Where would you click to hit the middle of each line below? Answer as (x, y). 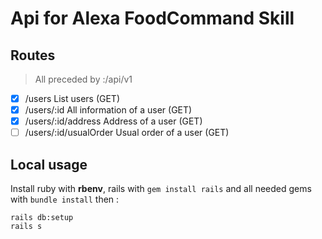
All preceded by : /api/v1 (83, 79)
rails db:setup (42, 218)
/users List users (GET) (72, 98)
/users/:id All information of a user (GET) (108, 110)
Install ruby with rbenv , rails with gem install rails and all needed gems (161, 189)
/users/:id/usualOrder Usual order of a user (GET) (127, 133)
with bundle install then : (65, 199)
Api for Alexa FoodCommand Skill (152, 18)
